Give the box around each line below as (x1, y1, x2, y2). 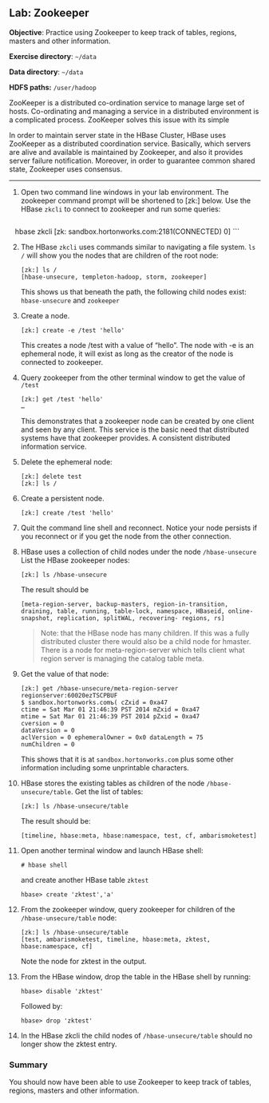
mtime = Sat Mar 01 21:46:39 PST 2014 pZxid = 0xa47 (20, 712, 200, 721)
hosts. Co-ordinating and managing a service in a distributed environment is (9, 106, 259, 116)
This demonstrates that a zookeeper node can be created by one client (20, 416, 255, 425)
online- (227, 607, 254, 615)
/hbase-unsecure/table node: (20, 913, 117, 923)
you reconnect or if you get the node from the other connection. (20, 531, 231, 541)
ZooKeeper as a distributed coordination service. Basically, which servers (9, 139, 251, 148)
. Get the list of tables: (71, 786, 144, 797)
